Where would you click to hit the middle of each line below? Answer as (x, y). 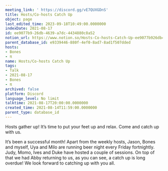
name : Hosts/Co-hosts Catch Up (38, 61)
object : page (19, 19)
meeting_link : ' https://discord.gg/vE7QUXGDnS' (57, 10)
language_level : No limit (32, 98)
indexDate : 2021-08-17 (29, 29)
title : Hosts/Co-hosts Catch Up (39, 15)
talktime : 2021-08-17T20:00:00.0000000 (47, 103)
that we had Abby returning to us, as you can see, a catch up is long (75, 157)
